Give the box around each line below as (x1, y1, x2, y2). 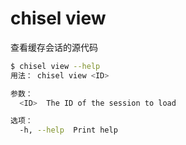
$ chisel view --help (10, 61, 101, 71)
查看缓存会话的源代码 (10, 41, 98, 53)
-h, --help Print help (19, 125, 118, 136)
